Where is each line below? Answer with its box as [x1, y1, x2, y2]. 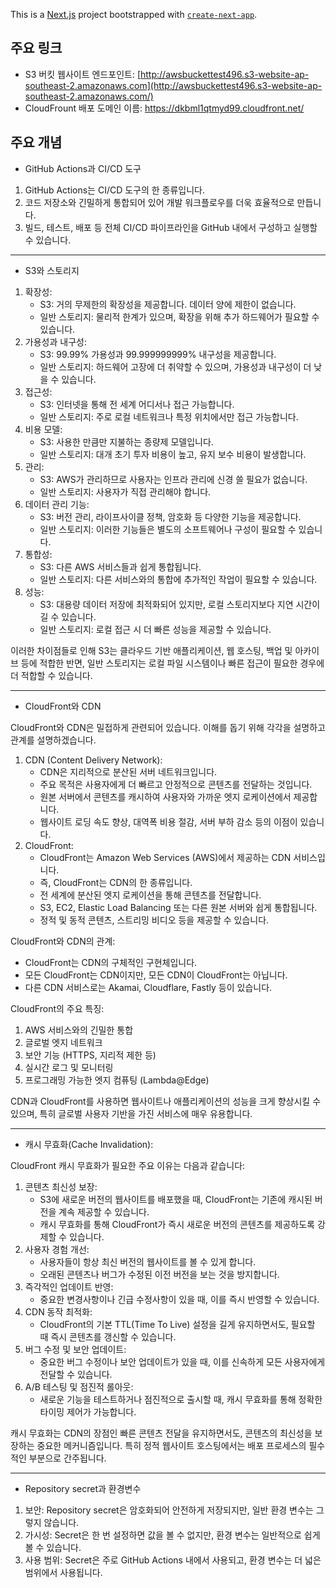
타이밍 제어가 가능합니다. [39, 1405, 137, 1418]
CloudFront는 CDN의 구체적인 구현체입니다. [24, 956, 198, 968]
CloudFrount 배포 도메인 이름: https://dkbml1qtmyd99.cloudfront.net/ [24, 102, 305, 114]
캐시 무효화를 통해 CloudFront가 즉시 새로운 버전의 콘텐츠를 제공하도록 [39, 1218, 315, 1230]
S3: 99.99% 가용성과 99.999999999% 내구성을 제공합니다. [39, 348, 277, 360]
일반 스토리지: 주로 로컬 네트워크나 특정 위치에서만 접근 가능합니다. [39, 410, 299, 423]
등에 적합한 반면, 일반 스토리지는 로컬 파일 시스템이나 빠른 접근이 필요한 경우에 [20, 657, 325, 669]
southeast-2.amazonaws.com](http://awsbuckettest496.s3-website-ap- [24, 79, 323, 91]
